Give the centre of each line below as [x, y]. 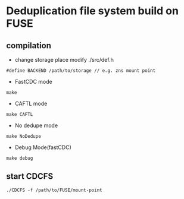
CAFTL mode [31, 103]
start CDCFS [30, 176]
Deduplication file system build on [92, 11]
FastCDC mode [33, 82]
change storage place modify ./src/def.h [64, 60]
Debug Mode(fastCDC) [43, 147]
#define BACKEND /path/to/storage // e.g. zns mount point [81, 71]
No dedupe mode [36, 125]
